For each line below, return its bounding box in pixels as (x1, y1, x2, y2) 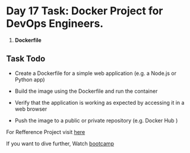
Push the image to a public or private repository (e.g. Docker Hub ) (14, 117, 178, 124)
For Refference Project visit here (6, 128, 85, 135)
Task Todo (6, 54, 46, 64)
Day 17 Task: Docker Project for (6, 4, 163, 18)
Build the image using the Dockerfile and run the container (14, 88, 158, 95)
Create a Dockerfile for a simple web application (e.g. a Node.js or (14, 70, 177, 77)
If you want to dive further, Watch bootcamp (6, 140, 115, 147)
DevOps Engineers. (6, 17, 104, 30)
